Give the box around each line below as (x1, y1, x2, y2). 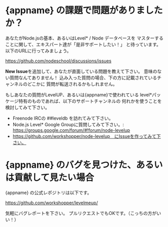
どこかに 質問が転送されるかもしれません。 (27, 81, 118, 87)
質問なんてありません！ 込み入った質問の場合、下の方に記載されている (9, 74, 157, 81)
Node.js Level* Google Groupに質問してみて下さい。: (12, 121, 124, 127)
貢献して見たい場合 (14, 172, 94, 183)
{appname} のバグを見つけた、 (5, 159, 137, 171)
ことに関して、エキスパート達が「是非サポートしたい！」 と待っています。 (5, 41, 161, 47)
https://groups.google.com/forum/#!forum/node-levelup (12, 127, 130, 133)
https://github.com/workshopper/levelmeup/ (5, 200, 98, 206)
